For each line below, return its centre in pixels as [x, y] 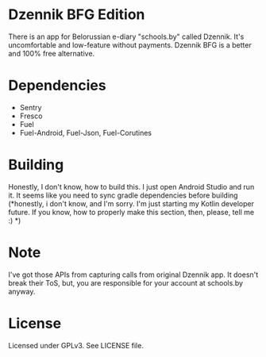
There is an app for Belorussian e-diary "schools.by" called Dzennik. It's [126, 36]
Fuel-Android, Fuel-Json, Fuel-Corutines [86, 132]
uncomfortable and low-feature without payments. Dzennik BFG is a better [130, 44]
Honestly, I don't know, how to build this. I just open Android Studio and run [131, 186]
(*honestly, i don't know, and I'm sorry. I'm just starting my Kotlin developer [131, 203]
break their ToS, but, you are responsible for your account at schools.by [126, 282]
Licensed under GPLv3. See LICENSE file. [76, 345]
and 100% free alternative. [52, 53]
